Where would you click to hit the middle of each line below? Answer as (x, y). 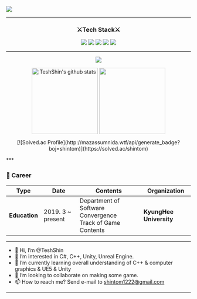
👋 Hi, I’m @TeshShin (39, 250)
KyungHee (159, 211)
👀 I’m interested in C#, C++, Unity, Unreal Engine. (74, 256)
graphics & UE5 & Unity (43, 269)
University (158, 219)
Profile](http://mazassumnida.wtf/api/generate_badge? (114, 142)
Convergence (98, 215)
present (54, 219)
